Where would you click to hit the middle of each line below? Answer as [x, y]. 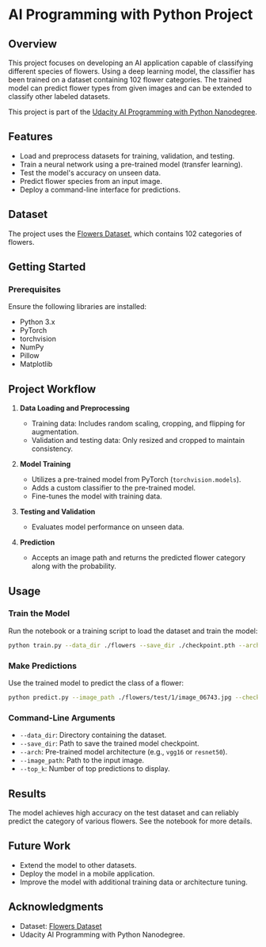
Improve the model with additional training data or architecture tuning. [133, 882]
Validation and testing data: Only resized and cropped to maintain [138, 441]
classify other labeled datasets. [59, 96]
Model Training [45, 464]
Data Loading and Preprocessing [75, 408]
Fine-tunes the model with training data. [97, 496]
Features [30, 137]
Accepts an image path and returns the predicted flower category [139, 558]
